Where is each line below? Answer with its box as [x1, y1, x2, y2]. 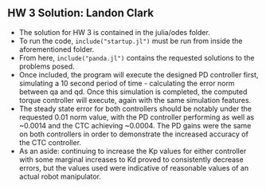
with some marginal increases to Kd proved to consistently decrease [18, 155, 244, 164]
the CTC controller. [18, 137, 81, 147]
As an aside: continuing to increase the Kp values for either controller [18, 146, 247, 156]
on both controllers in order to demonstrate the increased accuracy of [18, 129, 248, 139]
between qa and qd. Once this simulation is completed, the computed [18, 87, 248, 96]
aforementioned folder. [18, 44, 95, 54]
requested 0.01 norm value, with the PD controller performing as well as [18, 112, 255, 122]
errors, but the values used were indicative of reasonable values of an [18, 163, 248, 172]
